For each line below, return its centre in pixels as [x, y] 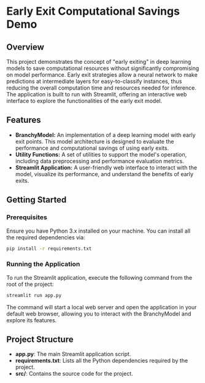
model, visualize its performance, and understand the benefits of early [104, 174]
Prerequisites [27, 217]
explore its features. [32, 320]
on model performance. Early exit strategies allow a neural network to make [102, 75]
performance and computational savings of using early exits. [92, 148]
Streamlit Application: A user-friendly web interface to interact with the [106, 168]
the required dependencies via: [46, 237]
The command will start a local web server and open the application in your [102, 307]
